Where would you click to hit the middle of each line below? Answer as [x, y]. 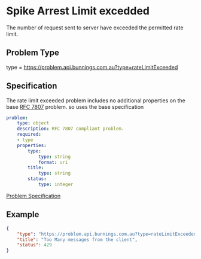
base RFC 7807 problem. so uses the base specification [75, 106]
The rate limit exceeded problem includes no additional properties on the [96, 100]
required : [29, 135]
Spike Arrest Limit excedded [78, 11]
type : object [33, 123]
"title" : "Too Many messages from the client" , [77, 240]
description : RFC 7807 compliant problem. [71, 129]
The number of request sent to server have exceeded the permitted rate [95, 28]
